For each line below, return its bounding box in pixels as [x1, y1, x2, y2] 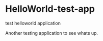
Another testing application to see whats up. [5, 30, 98, 36]
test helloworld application [5, 20, 61, 26]
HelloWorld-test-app [5, 3, 95, 15]
